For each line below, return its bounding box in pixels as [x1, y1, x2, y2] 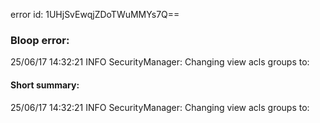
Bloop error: [10, 33, 70, 47]
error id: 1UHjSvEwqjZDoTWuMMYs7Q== [10, 9, 180, 20]
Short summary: [10, 79, 80, 91]
